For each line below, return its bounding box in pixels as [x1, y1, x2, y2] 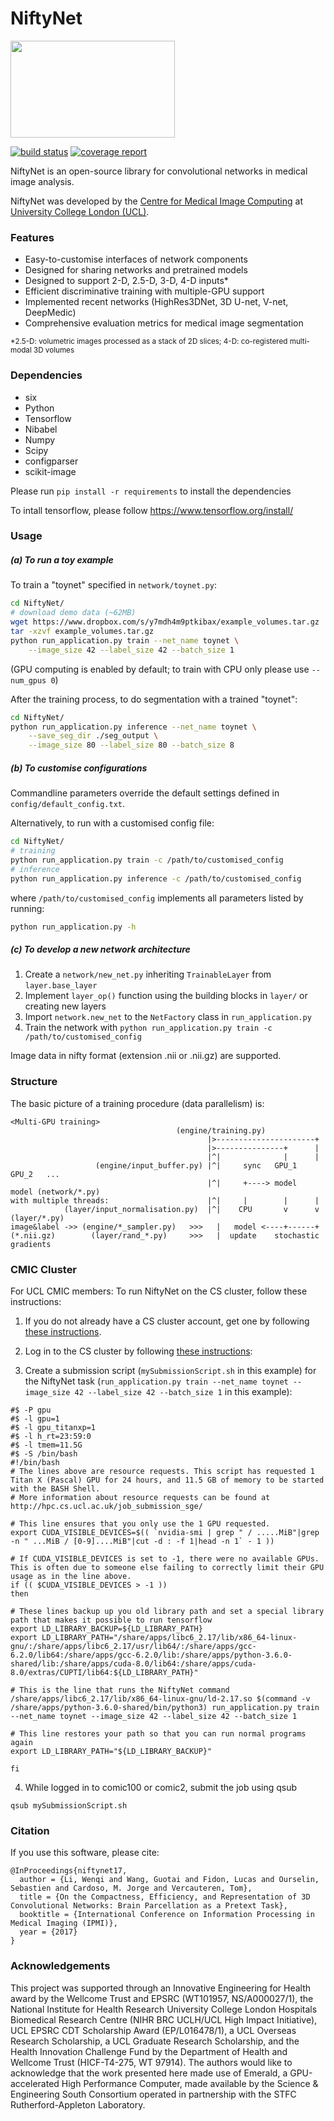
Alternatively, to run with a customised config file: [10, 817, 215, 829]
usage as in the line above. [10, 1571, 132, 1581]
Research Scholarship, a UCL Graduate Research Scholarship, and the [10, 2035, 300, 2047]
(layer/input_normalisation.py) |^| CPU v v [63, 1204, 320, 1214]
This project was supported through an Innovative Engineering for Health [10, 1982, 311, 1994]
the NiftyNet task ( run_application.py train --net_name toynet [24, 1375, 289, 1387]
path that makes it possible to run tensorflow [10, 1615, 213, 1625]
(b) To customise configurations [10, 762, 148, 774]
